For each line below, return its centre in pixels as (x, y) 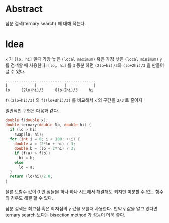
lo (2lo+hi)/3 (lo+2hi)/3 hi (49, 90)
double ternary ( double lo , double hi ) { (48, 125)
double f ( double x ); (27, 120)
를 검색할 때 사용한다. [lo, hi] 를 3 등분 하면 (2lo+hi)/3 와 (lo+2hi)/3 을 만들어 (85, 65)
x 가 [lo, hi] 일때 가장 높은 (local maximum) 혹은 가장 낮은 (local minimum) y (84, 59)
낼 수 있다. (15, 71)
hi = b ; (27, 158)
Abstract (24, 9)
